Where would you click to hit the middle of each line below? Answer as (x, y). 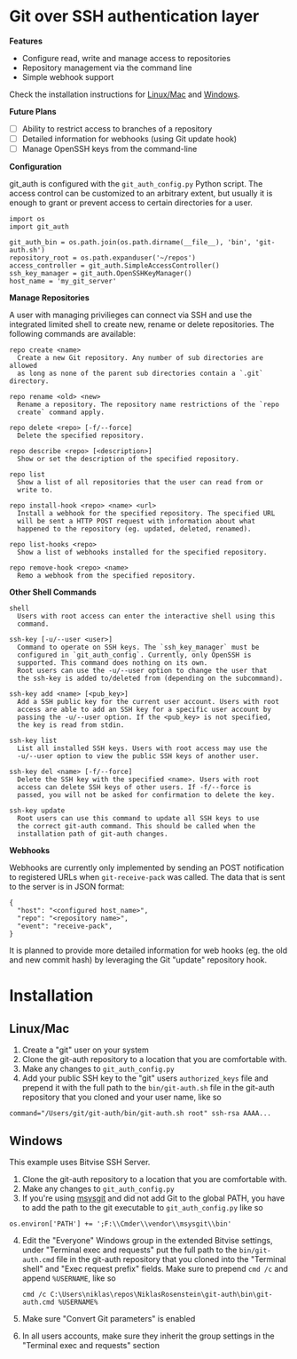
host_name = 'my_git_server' (63, 282)
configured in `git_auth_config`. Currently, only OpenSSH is (134, 655)
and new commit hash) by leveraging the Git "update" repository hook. (138, 960)
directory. (29, 381)
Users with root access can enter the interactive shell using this (146, 616)
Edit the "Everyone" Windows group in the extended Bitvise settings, (147, 1240)
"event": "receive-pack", (65, 926)
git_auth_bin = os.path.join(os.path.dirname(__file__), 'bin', (130, 243)
